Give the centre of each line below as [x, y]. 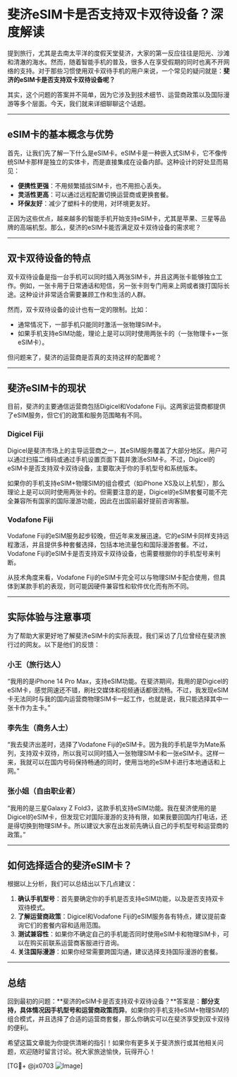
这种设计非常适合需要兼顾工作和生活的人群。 [84, 294]
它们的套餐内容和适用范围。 [64, 925]
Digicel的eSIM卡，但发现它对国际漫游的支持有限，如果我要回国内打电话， [114, 817]
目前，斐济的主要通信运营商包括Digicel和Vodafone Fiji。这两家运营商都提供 [116, 407]
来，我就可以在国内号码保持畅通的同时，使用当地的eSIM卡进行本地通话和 [114, 762]
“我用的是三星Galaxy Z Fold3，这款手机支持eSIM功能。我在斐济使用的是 [112, 808]
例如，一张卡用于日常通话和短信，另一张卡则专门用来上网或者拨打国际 [121, 285]
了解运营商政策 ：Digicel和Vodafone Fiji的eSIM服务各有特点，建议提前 [119, 916]
